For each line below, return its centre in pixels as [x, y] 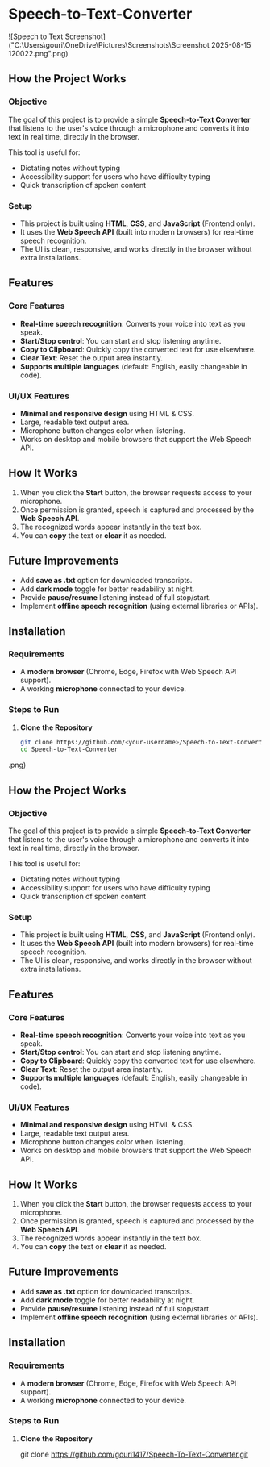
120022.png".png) [38, 53]
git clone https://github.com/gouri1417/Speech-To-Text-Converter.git [134, 1454]
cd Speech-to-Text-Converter [69, 750]
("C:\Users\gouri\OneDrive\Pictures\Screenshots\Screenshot [109, 44]
